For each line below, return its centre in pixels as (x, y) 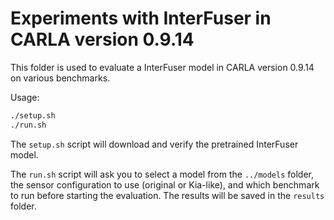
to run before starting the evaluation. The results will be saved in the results (167, 195)
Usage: (25, 97)
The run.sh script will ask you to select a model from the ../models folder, (162, 174)
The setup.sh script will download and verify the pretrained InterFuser (154, 144)
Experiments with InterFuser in (141, 18)
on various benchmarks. (60, 78)
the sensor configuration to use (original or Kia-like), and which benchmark (165, 184)
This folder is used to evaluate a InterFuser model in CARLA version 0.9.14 (162, 67)
